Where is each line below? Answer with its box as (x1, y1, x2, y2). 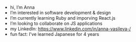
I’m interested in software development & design (10, 10, 111, 16)
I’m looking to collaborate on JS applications (10, 20, 103, 26)
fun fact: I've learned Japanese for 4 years (10, 31, 100, 37)
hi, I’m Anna (10, 5, 35, 10)
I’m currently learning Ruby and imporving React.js (10, 15, 116, 21)
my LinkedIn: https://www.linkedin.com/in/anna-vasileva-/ (10, 26, 131, 32)
